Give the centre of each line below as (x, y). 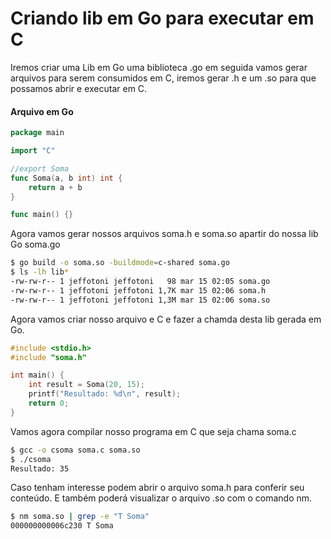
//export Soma (40, 168)
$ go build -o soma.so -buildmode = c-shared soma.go (120, 263)
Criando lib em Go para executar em (162, 18)
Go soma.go (35, 244)
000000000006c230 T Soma (62, 526)
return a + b (55, 187)
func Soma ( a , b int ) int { (66, 178)
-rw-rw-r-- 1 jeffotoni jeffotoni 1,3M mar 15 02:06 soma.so (140, 300)
